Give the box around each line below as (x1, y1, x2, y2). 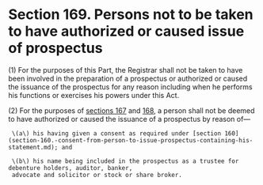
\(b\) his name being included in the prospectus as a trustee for (11, 157, 239, 165)
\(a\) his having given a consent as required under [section (11, 129, 222, 138)
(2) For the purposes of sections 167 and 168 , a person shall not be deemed (8, 105, 255, 115)
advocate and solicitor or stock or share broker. (11, 171, 182, 179)
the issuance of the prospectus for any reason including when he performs (8, 81, 253, 92)
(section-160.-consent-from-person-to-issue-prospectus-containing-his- (8, 136, 253, 144)
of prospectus (8, 40, 103, 57)
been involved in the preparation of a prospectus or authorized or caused (8, 74, 248, 83)
